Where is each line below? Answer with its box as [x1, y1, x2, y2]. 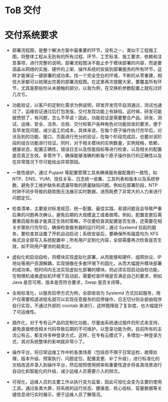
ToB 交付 [5, 5, 41, 16]
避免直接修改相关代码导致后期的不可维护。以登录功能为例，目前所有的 [12, 326, 158, 332]
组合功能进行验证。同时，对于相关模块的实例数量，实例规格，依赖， [21, 140, 162, 146]
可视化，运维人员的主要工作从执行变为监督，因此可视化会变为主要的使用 [12, 379, 162, 385]
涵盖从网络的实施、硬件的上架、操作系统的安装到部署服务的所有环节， [12, 66, 158, 72]
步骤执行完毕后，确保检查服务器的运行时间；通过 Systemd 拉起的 [16, 224, 152, 231]
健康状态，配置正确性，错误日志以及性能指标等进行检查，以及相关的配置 [12, 146, 162, 152]
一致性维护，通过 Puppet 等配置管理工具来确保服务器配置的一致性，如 [12, 169, 157, 176]
